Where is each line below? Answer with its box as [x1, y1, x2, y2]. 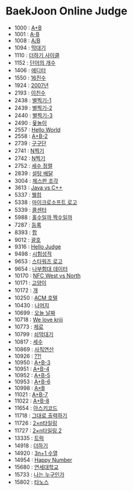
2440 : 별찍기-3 [14, 111, 53, 119]
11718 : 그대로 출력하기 [14, 412, 67, 419]
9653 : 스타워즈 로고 [14, 258, 63, 265]
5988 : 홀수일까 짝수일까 [14, 214, 73, 221]
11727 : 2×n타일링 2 [14, 427, 62, 434]
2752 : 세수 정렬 [14, 162, 53, 169]
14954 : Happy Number [14, 456, 73, 463]
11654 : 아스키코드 [14, 404, 58, 412]
